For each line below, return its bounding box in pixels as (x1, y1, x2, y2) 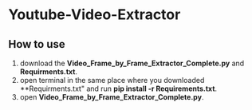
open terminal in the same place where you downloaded (19, 76, 205, 84)
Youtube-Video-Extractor (8, 6, 181, 24)
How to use (8, 37, 65, 51)
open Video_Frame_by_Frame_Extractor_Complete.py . (19, 92, 204, 101)
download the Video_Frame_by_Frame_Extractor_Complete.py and (19, 58, 245, 68)
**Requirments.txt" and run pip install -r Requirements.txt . (19, 84, 218, 93)
